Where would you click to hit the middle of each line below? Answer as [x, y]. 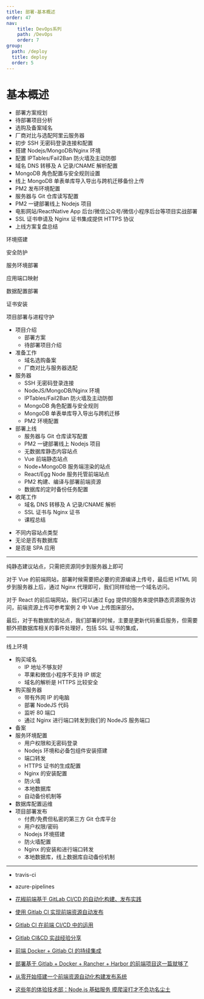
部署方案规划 [31, 112]
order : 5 [23, 63]
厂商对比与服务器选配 [51, 368]
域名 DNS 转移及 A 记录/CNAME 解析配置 [66, 166]
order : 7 [28, 40]
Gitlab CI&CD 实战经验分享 [48, 938]
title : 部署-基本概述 [31, 12]
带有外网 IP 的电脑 [47, 698]
